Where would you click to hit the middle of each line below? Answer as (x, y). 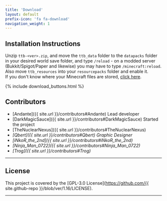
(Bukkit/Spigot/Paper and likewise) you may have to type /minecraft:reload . (83, 66)
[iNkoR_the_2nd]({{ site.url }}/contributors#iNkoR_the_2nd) (73, 140)
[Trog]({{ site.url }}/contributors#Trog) (51, 151)
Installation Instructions (43, 43)
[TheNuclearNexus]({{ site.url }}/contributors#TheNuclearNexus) (79, 130)
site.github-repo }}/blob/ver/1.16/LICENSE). (49, 188)
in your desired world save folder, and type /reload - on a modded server (80, 61)
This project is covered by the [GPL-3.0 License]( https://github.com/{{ (77, 183)
